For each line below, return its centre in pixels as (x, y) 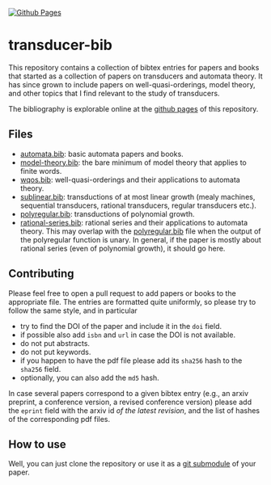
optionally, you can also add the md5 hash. (89, 377)
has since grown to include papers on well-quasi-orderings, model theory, (132, 84)
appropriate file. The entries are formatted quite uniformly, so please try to (132, 302)
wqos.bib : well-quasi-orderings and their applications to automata (130, 179)
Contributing (41, 274)
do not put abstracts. (55, 343)
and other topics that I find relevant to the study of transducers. (114, 93)
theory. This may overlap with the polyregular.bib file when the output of (140, 231)
